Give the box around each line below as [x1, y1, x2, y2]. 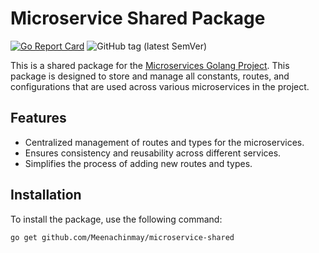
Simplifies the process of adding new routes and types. [24, 157, 253, 169]
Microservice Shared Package [10, 7, 266, 30]
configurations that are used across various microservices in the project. [10, 80, 310, 92]
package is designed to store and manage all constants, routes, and [10, 70, 290, 82]
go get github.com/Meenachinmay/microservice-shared [10, 232, 235, 242]
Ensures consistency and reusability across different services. [24, 147, 282, 159]
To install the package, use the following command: [10, 213, 223, 225]
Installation [10, 187, 82, 204]
